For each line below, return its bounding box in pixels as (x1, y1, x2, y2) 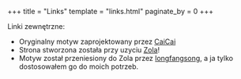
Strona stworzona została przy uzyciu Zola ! (18, 45, 160, 54)
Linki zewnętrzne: (7, 22, 65, 31)
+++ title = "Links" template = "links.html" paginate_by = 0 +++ (7, 7, 214, 16)
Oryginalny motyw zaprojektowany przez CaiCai (18, 37, 176, 46)
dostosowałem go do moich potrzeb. (18, 62, 139, 71)
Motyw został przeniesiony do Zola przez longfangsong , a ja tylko (18, 54, 234, 63)
